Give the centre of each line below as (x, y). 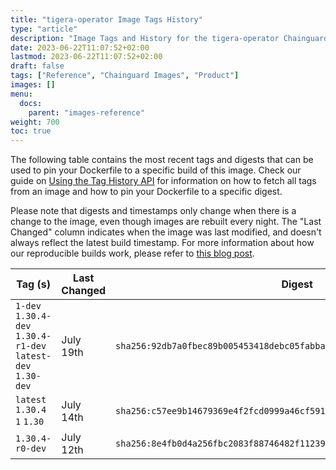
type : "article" (44, 29)
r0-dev (31, 449)
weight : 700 (35, 122)
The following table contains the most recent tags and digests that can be (162, 160)
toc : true (31, 131)
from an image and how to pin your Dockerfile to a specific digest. (146, 192)
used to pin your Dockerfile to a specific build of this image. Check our (156, 170)
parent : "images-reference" (86, 112)
